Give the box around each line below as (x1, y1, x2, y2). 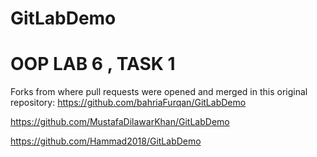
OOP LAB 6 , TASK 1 (10, 53, 176, 76)
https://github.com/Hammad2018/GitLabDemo (10, 135, 202, 147)
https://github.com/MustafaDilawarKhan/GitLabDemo (10, 116, 230, 128)
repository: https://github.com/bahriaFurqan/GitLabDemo (10, 97, 247, 109)
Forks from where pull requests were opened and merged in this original (10, 86, 308, 98)
